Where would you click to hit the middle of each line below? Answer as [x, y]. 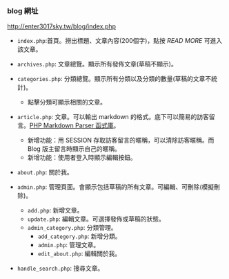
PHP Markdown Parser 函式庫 [71, 125]
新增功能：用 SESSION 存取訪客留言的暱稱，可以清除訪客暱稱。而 [121, 141]
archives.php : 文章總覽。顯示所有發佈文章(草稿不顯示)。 [97, 64]
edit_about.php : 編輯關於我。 [79, 253]
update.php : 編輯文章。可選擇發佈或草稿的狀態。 [96, 219]
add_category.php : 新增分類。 [79, 236]
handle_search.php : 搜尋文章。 [60, 269]
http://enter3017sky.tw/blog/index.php [61, 26]
